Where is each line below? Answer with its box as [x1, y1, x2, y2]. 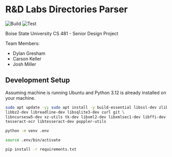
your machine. [5, 95, 36, 101]
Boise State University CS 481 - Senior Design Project [5, 30, 119, 36]
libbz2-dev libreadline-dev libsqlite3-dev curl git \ [5, 109, 125, 115]
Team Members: [5, 40, 40, 47]
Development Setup [5, 76, 70, 85]
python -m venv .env [5, 128, 50, 133]
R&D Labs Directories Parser [5, 4, 128, 15]
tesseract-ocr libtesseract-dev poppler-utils [5, 119, 106, 124]
